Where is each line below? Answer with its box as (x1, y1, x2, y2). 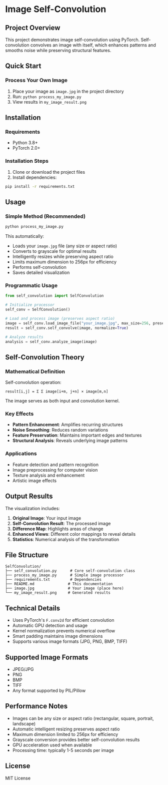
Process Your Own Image (5, 77, 68, 84)
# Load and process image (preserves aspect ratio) (5, 316, 115, 321)
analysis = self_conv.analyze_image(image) (5, 339, 97, 344)
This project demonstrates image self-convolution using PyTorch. (5, 37, 140, 43)
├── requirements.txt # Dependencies (5, 577, 101, 582)
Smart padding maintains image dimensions (12, 633, 103, 639)
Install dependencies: (12, 174, 57, 180)
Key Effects (5, 411, 34, 418)
